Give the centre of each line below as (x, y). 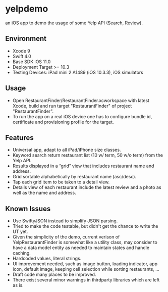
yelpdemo (27, 9)
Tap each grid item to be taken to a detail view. (61, 182)
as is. (18, 285)
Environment (26, 39)
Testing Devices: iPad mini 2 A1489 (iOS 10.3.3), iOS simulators (78, 72)
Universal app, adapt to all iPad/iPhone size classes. (67, 150)
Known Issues (28, 208)
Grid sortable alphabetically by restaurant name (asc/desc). (74, 177)
